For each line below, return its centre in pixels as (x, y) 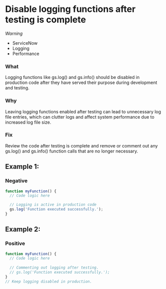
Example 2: (23, 229)
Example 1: (22, 167)
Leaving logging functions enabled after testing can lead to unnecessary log (83, 111)
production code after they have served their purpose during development (81, 82)
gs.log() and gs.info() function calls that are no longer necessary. (72, 151)
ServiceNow (25, 43)
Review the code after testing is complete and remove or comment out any (82, 145)
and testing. (17, 88)
